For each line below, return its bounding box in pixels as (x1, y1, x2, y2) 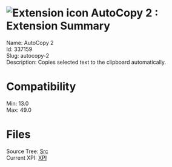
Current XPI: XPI (6, 154, 47, 161)
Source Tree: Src (6, 148, 48, 155)
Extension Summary (6, 19, 111, 33)
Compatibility (6, 80, 76, 94)
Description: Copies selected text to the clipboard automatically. (6, 58, 167, 66)
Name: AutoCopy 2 (6, 39, 54, 46)
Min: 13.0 (6, 100, 29, 107)
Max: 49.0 (6, 106, 32, 114)
